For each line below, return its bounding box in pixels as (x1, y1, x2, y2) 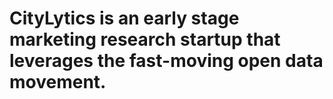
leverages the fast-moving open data (9, 50, 324, 72)
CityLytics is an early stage (9, 7, 240, 30)
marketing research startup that (9, 28, 281, 51)
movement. (9, 71, 107, 94)
